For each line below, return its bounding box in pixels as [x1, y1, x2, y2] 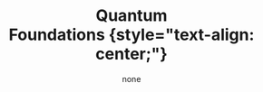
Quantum [95, 5, 168, 26]
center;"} [95, 44, 168, 64]
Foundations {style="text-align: [8, 24, 255, 45]
